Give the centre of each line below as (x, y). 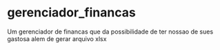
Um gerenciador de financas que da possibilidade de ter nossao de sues (110, 32)
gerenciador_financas (71, 13)
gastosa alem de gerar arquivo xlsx (57, 38)
